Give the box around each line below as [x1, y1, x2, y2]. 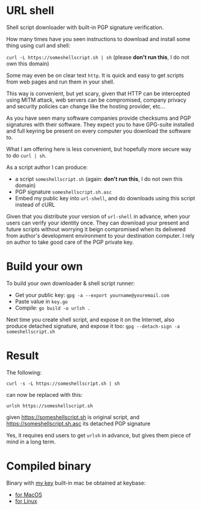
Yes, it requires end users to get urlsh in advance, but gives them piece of [6, 431, 191, 439]
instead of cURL [14, 201, 56, 208]
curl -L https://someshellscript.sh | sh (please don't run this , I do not [6, 53, 190, 60]
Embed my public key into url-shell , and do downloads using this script [14, 194, 196, 201]
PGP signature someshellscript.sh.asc [14, 188, 112, 195]
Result [6, 349, 39, 363]
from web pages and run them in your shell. [6, 78, 115, 85]
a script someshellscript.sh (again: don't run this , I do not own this [14, 175, 183, 182]
